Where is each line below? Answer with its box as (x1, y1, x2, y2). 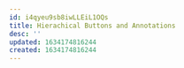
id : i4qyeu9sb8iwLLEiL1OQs (9, 12, 109, 22)
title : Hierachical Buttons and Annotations (9, 21, 176, 30)
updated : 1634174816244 (9, 37, 97, 47)
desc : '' (9, 29, 42, 38)
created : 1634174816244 (9, 46, 97, 55)
